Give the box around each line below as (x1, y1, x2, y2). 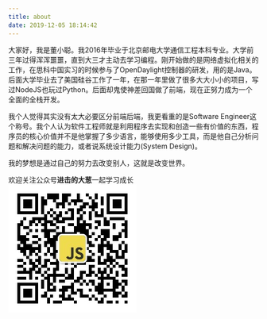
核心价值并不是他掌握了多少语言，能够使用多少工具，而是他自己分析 (29, 131, 252, 140)
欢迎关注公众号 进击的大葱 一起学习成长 (8, 175, 133, 184)
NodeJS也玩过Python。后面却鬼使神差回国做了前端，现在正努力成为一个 (14, 84, 253, 94)
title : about (8, 13, 52, 21)
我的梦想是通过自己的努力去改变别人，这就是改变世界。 (8, 158, 189, 167)
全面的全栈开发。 (8, 94, 64, 104)
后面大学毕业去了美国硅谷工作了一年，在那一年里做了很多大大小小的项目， (8, 75, 252, 84)
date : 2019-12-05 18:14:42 (8, 21, 98, 29)
